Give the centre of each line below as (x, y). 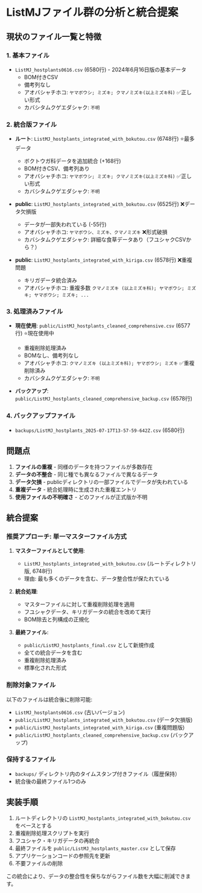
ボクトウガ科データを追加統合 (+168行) (73, 161)
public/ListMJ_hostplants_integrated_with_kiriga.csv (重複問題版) (100, 727)
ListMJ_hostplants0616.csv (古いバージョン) (70, 712)
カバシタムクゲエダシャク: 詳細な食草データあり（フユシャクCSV (105, 240)
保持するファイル (31, 759)
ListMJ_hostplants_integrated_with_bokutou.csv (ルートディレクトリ (110, 564)
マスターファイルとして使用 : (50, 551)
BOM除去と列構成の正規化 (57, 619)
